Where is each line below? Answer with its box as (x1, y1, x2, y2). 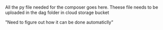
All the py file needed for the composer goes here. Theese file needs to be (5, 4, 159, 10)
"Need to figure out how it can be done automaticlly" (5, 19, 114, 25)
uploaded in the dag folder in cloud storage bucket (5, 9, 110, 15)
